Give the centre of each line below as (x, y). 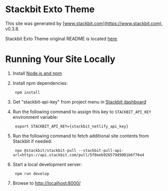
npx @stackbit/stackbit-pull (46, 150)
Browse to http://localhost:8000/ (47, 183)
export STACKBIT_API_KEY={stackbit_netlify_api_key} (72, 126)
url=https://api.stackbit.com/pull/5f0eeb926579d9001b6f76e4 (78, 155)
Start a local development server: (47, 164)
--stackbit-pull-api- (101, 150)
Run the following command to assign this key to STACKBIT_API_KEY (82, 112)
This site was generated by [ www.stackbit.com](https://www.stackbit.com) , (84, 23)
